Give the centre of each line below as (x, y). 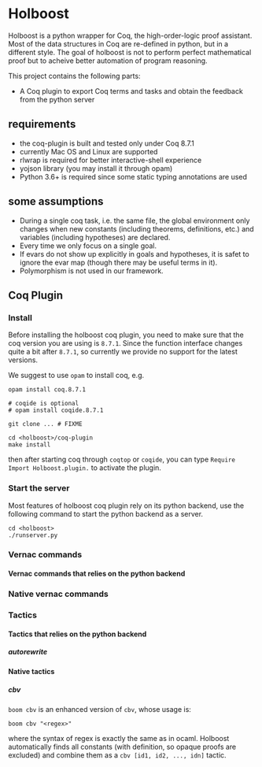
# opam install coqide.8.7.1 (56, 410)
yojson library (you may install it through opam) (96, 168)
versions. (23, 360)
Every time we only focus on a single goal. (88, 246)
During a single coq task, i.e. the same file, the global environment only (135, 220)
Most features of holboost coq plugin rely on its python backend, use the (126, 506)
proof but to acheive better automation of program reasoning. (108, 61)
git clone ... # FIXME (45, 424)
